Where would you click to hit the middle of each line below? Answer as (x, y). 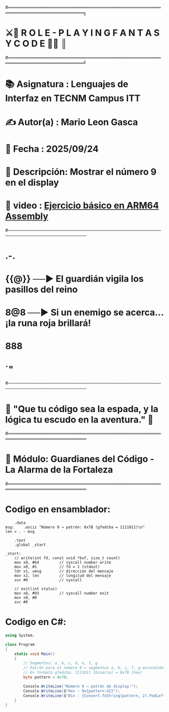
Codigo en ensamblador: (58, 509)
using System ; (20, 636)
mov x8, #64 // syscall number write (63, 563)
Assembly (27, 216)
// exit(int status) (36, 589)
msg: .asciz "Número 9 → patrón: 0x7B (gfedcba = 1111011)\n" (75, 527)
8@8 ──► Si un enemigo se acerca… (84, 313)
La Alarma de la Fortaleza (59, 470)
